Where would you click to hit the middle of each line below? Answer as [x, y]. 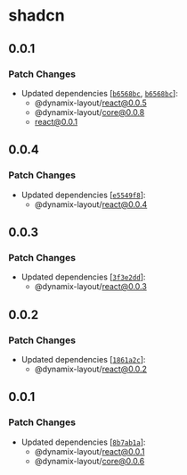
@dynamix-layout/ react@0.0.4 [91, 204]
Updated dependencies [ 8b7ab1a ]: [83, 442]
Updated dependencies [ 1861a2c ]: [83, 359]
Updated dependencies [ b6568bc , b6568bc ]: [100, 93]
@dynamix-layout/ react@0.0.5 [91, 103]
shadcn [37, 16]
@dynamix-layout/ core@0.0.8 [89, 112]
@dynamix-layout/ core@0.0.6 [89, 461]
